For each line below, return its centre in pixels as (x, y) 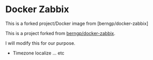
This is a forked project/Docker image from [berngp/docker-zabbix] (77, 23)
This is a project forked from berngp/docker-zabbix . (60, 33)
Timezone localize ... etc (39, 53)
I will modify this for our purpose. (40, 43)
